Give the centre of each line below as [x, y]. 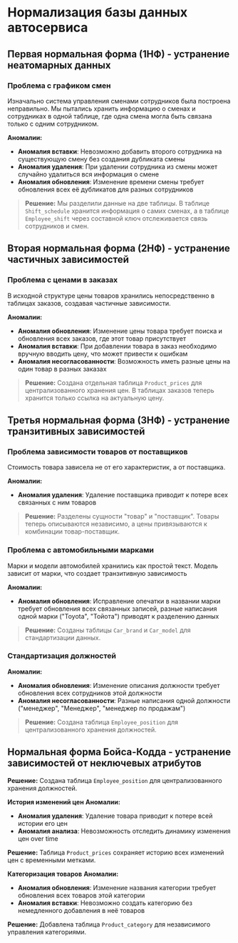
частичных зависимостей [68, 260]
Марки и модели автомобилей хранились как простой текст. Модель [113, 566]
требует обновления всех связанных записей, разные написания [117, 609]
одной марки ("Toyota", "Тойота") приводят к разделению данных [118, 616]
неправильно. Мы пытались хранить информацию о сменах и [102, 109]
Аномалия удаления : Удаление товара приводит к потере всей [115, 816]
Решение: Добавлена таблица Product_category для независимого [109, 924]
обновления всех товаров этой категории [81, 895]
